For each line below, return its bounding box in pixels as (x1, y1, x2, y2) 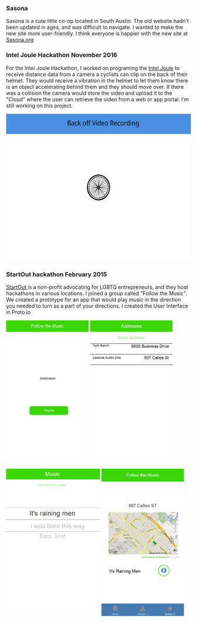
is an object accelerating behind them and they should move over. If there (6, 83, 184, 90)
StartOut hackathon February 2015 (6, 270, 107, 278)
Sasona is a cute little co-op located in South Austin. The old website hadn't (6, 18, 189, 25)
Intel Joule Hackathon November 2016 (6, 51, 118, 59)
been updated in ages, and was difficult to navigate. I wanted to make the (6, 24, 184, 31)
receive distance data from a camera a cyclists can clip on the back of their (6, 71, 188, 78)
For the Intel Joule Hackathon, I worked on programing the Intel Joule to (6, 64, 180, 71)
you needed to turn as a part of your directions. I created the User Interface (6, 302, 189, 309)
